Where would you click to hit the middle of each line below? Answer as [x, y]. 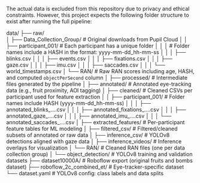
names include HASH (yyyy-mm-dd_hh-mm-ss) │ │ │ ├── [79, 103]
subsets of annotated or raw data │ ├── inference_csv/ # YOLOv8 [88, 135]
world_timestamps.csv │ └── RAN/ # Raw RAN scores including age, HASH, [100, 71]
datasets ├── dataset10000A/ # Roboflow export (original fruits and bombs [99, 160]
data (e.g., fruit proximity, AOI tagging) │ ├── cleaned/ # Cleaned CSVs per [99, 90]
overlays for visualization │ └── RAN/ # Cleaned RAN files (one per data [96, 148]
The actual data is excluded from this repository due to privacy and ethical [98, 9]
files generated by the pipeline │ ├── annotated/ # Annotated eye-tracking [99, 84]
